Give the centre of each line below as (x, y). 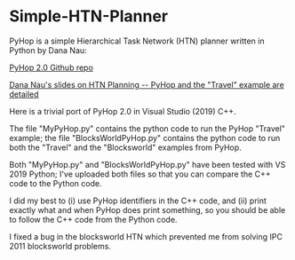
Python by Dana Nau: (48, 50)
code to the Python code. (56, 183)
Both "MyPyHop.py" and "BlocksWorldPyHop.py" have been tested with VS (147, 164)
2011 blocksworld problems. (60, 246)
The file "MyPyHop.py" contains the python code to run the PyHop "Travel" (147, 128)
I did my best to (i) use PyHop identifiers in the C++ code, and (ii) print (138, 201)
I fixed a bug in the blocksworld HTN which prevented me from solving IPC (146, 236)
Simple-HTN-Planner (89, 16)
